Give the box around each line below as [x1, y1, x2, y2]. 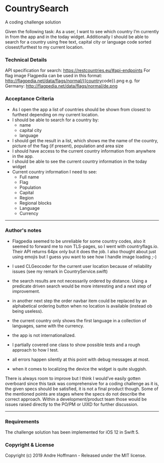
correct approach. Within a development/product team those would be [5, 396, 147, 402]
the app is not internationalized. [12, 332, 76, 338]
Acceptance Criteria [5, 95, 54, 102]
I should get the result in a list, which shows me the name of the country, [12, 137, 159, 143]
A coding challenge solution [5, 19, 61, 25]
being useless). [12, 308, 43, 314]
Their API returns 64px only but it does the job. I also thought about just [12, 248, 156, 254]
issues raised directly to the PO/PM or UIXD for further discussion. [5, 401, 139, 407]
